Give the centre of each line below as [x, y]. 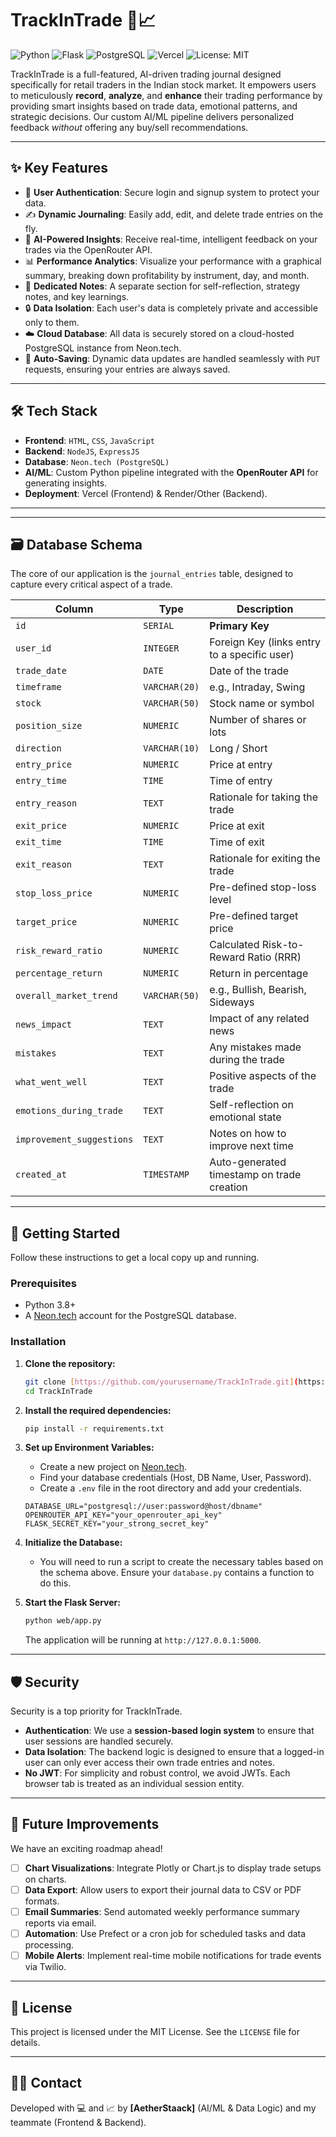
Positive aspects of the [263, 1076]
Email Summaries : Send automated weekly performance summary [162, 1912]
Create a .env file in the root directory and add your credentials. [171, 1488]
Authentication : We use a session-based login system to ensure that [169, 1731]
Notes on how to [248, 1134]
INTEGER [161, 648]
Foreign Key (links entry [265, 642]
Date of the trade [249, 671]
